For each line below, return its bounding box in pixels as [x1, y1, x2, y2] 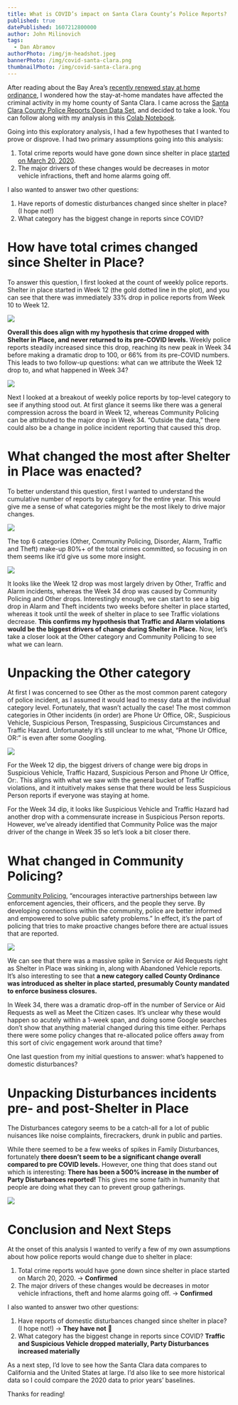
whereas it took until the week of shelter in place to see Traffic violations [7, 609, 220, 618]
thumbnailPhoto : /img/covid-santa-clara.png [7, 63, 141, 71]
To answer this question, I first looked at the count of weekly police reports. [7, 277, 229, 286]
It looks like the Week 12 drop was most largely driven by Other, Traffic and [7, 579, 227, 588]
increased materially [17, 1347, 80, 1356]
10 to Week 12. [7, 300, 50, 309]
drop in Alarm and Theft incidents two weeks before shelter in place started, [7, 602, 231, 610]
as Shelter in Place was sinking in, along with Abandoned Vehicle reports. [7, 964, 222, 973]
